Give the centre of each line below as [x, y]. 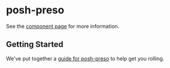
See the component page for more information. [63, 26]
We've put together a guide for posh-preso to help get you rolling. [85, 58]
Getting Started [35, 44]
